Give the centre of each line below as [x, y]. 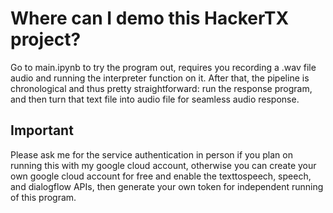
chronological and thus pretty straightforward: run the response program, [161, 88]
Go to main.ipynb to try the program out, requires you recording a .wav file [163, 67]
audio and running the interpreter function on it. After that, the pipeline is [160, 78]
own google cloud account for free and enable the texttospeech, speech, [161, 176]
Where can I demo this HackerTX [150, 18]
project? [46, 39]
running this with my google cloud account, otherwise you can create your [163, 165]
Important [42, 130]
